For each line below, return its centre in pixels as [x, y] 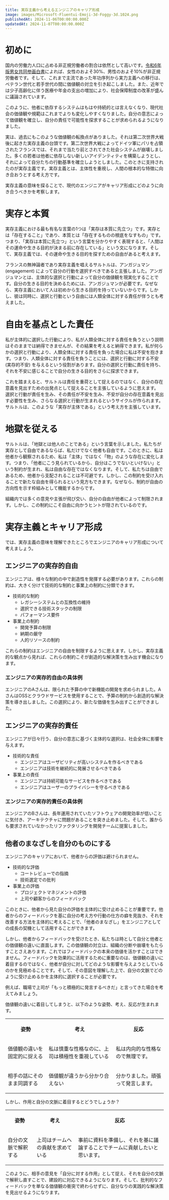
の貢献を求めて [55, 1147]
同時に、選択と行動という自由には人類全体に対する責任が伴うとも [91, 296]
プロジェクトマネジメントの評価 [53, 892]
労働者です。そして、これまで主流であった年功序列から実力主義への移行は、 [84, 78]
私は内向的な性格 [136, 1048]
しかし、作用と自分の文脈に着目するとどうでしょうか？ [62, 1102]
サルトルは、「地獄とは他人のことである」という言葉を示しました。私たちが [83, 444]
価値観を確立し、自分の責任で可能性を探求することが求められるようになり [87, 120]
